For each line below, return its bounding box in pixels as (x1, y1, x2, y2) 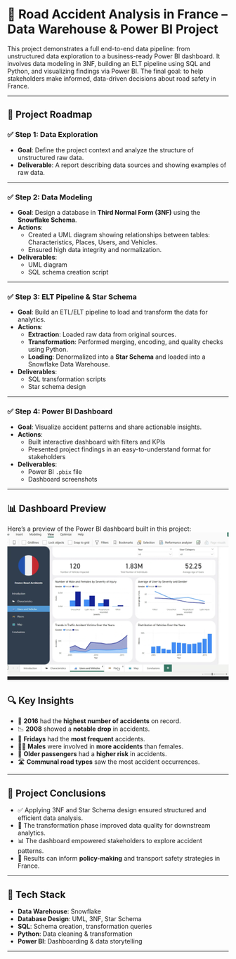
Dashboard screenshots (27, 475, 98, 483)
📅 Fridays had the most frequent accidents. (17, 735, 145, 743)
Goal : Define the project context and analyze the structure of (17, 145, 195, 154)
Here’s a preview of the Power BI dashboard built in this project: (7, 524, 192, 533)
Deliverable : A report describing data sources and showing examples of (17, 161, 227, 169)
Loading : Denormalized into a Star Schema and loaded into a (27, 352, 206, 361)
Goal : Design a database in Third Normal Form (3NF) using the (17, 208, 201, 216)
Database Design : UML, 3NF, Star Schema (17, 914, 142, 922)
